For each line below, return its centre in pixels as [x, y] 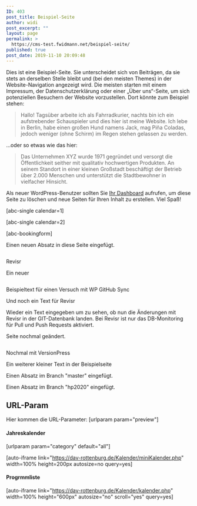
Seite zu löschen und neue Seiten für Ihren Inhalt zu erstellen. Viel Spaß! [94, 199]
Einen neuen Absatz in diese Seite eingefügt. [60, 244]
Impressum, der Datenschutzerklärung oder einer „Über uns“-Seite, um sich [98, 91]
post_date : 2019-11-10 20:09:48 [46, 55]
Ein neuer [18, 273]
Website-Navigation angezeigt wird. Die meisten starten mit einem [86, 85]
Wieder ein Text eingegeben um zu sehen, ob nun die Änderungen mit [91, 312]
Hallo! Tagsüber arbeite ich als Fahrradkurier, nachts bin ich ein [97, 115]
